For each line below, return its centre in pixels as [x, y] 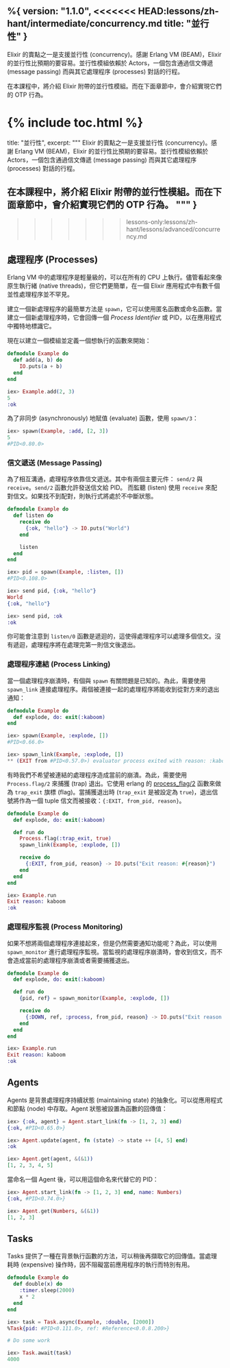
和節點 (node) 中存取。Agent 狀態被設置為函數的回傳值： [87, 1108]
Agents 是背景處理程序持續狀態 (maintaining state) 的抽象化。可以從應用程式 [115, 1100]
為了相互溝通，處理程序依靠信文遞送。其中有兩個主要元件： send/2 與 [105, 479]
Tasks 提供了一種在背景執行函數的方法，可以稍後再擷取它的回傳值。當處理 [112, 1256]
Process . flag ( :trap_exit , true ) [65, 839]
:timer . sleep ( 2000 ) [47, 1291]
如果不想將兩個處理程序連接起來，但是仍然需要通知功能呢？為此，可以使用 [112, 943]
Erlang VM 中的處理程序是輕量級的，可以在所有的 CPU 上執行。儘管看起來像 [115, 278]
